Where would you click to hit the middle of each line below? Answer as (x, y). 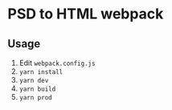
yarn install (41, 72)
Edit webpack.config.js (57, 63)
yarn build (37, 89)
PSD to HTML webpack (86, 14)
